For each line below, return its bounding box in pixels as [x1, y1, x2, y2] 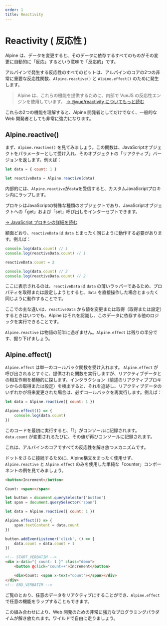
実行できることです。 [18, 318, 61, 325]
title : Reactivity [5, 12, 43, 17]
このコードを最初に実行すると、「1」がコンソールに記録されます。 [5, 427, 140, 433]
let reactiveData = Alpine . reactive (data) [5, 176, 95, 181]
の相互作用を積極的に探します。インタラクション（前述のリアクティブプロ [5, 377, 158, 383]
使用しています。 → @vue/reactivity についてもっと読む [30, 98, 145, 105]
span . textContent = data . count [14, 522, 79, 527]
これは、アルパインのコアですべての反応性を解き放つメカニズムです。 [5, 444, 149, 450]
